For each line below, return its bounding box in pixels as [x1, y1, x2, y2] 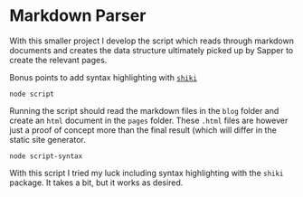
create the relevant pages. [9, 54, 108, 65]
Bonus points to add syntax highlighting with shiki [9, 71, 197, 82]
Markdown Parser [9, 5, 147, 26]
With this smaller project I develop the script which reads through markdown [9, 35, 294, 46]
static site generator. [9, 134, 86, 145]
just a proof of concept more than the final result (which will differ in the [9, 124, 278, 136]
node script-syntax [9, 151, 83, 161]
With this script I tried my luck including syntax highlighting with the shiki [9, 167, 284, 178]
